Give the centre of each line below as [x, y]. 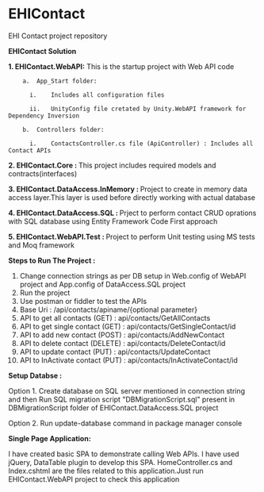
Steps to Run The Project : [52, 260]
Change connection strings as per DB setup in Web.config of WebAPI [133, 275]
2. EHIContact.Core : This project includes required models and [112, 165]
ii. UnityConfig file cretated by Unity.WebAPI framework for [138, 109]
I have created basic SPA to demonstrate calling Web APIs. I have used [124, 454]
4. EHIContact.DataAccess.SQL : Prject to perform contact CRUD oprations [132, 213]
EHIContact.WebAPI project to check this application [94, 479]
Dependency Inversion [44, 116]
